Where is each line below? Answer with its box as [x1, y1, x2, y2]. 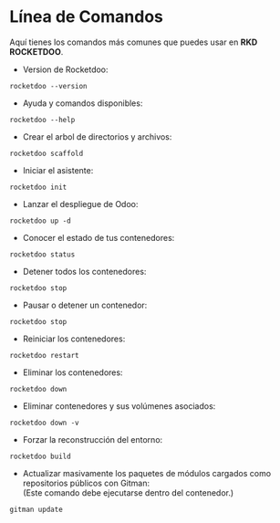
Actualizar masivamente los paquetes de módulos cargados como [22, 467, 272, 478]
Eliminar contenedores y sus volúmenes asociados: [22, 400, 216, 412]
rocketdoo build [9, 452, 71, 461]
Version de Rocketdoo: [22, 64, 109, 75]
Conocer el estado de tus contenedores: [22, 232, 175, 243]
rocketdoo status [9, 249, 76, 259]
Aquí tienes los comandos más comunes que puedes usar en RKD [9, 37, 258, 47]
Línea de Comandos [9, 6, 164, 27]
